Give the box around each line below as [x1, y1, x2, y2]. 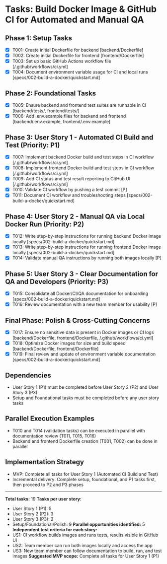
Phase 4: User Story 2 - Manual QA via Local [5, 212, 145, 220]
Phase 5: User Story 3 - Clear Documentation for [5, 270, 158, 278]
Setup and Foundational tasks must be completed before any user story [12, 395, 160, 401]
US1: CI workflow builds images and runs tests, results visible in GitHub [12, 532, 158, 538]
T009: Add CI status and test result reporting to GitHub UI [12, 176, 131, 182]
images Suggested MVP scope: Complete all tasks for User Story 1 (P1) [12, 553, 160, 559]
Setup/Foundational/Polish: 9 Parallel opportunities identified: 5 [12, 521, 145, 527]
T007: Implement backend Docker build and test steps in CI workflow [12, 154, 154, 160]
